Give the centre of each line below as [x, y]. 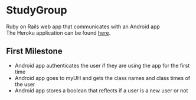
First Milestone [35, 51]
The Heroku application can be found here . [58, 32]
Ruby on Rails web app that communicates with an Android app [83, 26]
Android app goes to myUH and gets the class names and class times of [102, 78]
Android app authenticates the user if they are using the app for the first [102, 65]
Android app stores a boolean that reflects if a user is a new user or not [101, 90]
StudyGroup [37, 10]
